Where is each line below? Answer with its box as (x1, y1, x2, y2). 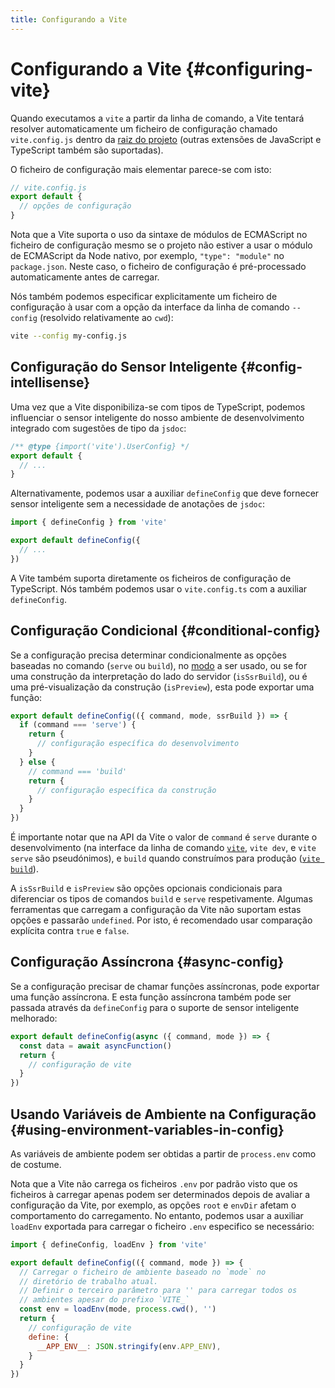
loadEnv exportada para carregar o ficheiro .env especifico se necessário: (10, 1220, 315, 1232)
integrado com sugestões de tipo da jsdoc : (10, 422, 187, 434)
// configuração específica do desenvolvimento (36, 739, 240, 749)
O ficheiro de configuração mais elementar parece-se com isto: (10, 163, 272, 175)
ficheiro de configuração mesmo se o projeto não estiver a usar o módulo (10, 239, 313, 251)
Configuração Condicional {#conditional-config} (10, 622, 321, 640)
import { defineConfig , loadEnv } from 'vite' (10, 1239, 208, 1250)
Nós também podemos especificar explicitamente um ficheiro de (10, 291, 278, 303)
